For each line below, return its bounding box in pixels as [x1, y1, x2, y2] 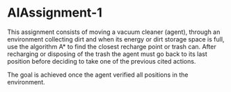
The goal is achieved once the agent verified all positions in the [7, 71, 189, 79]
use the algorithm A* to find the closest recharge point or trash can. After [7, 42, 217, 50]
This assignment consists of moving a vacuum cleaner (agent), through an [7, 28, 221, 36]
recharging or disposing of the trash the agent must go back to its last [7, 50, 207, 58]
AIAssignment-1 [7, 5, 103, 21]
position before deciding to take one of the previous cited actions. [7, 57, 196, 65]
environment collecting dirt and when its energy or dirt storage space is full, [7, 35, 225, 43]
